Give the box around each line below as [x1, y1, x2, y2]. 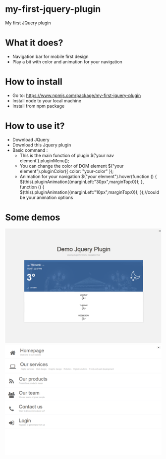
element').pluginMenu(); [19, 157, 69, 164]
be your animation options [19, 194, 73, 200]
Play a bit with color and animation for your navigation [12, 58, 122, 65]
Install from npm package [12, 103, 65, 109]
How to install [5, 76, 63, 88]
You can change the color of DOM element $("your [19, 163, 124, 169]
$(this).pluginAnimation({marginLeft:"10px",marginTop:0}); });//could [19, 189, 160, 195]
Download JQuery [12, 137, 50, 142]
